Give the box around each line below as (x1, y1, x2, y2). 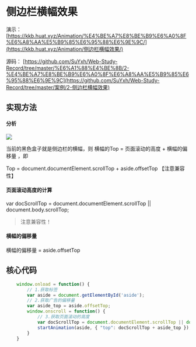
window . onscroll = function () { (27, 308, 106, 314)
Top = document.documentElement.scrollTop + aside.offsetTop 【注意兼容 (6, 165, 185, 172)
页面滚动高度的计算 (6, 186, 52, 193)
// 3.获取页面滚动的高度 (37, 314, 90, 320)
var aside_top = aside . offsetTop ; (27, 303, 111, 309)
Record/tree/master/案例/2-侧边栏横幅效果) (6, 84, 110, 91)
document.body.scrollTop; (6, 206, 69, 213)
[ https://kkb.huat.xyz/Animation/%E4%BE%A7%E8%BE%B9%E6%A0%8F (6, 32, 187, 39)
